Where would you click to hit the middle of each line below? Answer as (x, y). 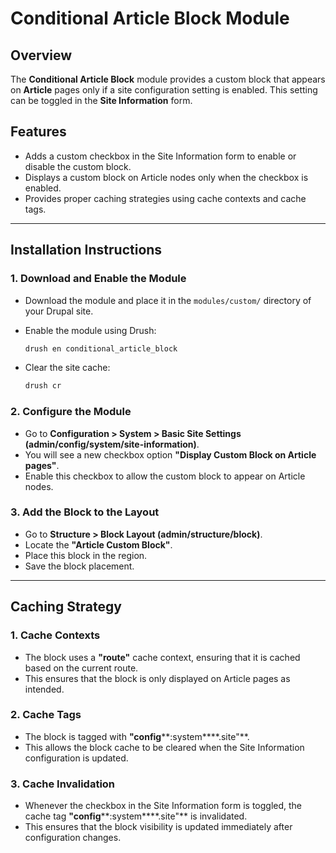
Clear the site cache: (67, 368)
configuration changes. (73, 838)
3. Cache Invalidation (63, 784)
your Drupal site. (59, 311)
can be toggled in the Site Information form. (101, 100)
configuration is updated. (76, 758)
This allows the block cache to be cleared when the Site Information (164, 747)
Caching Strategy (66, 607)
